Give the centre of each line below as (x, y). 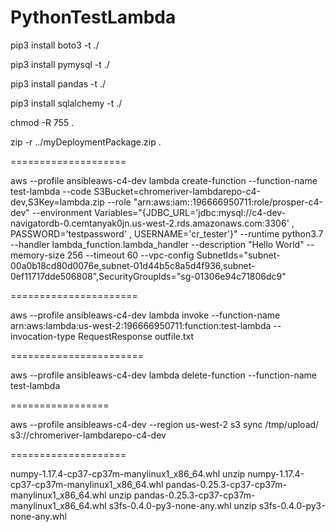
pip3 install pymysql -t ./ (60, 64)
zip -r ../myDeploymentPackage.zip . (86, 142)
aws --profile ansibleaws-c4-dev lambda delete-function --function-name (163, 375)
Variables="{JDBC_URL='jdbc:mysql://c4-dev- (190, 212)
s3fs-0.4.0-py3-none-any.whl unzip (182, 505)
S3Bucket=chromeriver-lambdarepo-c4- (177, 191)
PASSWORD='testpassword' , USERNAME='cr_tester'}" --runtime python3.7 (167, 233)
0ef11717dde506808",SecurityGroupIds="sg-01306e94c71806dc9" (148, 276)
